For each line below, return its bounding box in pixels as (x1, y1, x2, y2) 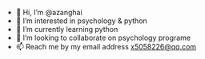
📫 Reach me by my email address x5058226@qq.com (15, 42, 197, 51)
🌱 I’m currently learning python (15, 25, 119, 33)
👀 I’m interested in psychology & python (15, 16, 148, 26)
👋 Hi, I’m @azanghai (15, 8, 82, 17)
